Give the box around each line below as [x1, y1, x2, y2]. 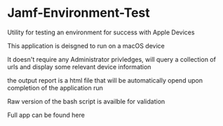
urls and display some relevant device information [7, 62, 151, 71]
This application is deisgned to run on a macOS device [7, 41, 165, 50]
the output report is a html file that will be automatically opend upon [7, 76, 203, 85]
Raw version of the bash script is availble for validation [7, 97, 165, 106]
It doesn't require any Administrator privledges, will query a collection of [7, 55, 216, 64]
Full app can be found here [7, 111, 86, 119]
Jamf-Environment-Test [7, 5, 151, 21]
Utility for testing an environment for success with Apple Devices [7, 28, 195, 36]
